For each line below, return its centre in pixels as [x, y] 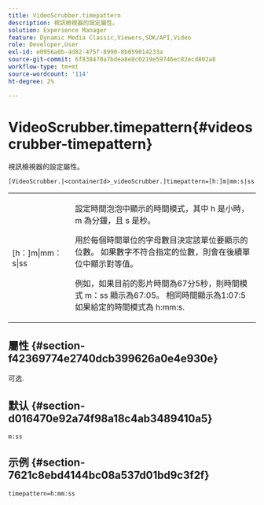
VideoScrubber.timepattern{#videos [130, 127]
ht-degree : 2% [31, 81]
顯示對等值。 [114, 264]
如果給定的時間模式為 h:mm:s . [130, 307]
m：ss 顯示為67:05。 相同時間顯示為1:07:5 [165, 295]
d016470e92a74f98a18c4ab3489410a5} [110, 418]
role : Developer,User [44, 45]
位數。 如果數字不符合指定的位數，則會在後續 [158, 252]
